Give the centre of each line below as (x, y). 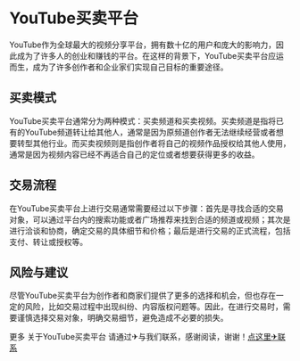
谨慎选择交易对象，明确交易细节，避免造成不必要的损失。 (122, 318)
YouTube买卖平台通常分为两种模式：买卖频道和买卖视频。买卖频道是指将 (143, 120)
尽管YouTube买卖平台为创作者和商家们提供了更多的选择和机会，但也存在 (143, 296)
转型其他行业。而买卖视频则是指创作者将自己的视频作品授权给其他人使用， (154, 143)
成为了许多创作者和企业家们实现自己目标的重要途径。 (130, 67)
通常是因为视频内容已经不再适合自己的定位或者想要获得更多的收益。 (134, 154)
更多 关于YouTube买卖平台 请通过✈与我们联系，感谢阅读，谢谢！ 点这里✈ (144, 337)
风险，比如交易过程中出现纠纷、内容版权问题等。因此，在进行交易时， (154, 307)
